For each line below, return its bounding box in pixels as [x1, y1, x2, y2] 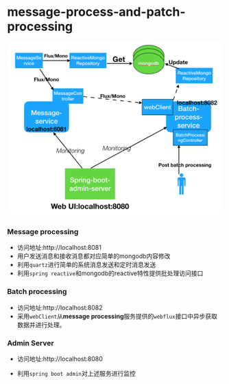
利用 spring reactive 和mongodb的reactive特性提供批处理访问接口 [16, 269, 204, 277]
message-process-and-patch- [7, 4, 186, 20]
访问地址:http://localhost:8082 [16, 303, 103, 312]
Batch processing [7, 287, 67, 297]
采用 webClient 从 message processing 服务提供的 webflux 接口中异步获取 [16, 312, 218, 320]
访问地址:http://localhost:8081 [16, 244, 101, 252]
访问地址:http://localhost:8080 [16, 354, 103, 363]
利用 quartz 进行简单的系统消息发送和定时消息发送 [16, 261, 156, 269]
